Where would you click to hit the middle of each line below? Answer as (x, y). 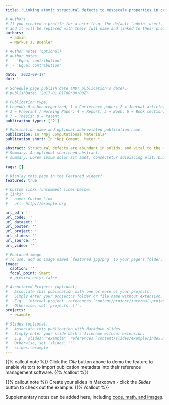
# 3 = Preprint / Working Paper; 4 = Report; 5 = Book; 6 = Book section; (85, 111)
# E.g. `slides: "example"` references (49, 338)
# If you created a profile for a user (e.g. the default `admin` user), (84, 24)
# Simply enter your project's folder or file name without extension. (84, 296)
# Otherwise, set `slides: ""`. (41, 343)
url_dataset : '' (22, 222)
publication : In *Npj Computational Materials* (56, 135)
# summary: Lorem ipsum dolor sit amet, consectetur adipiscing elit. (81, 157)
